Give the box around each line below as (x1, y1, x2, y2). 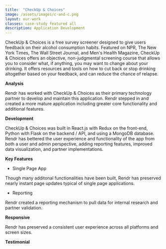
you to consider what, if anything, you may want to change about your (5, 61, 149, 66)
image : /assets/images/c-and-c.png (5, 12, 79, 17)
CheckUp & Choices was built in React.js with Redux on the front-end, (5, 125, 148, 131)
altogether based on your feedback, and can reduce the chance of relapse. (5, 71, 159, 77)
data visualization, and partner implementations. (5, 146, 104, 152)
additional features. (5, 106, 45, 112)
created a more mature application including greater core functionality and (5, 101, 157, 107)
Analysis (5, 80, 24, 87)
